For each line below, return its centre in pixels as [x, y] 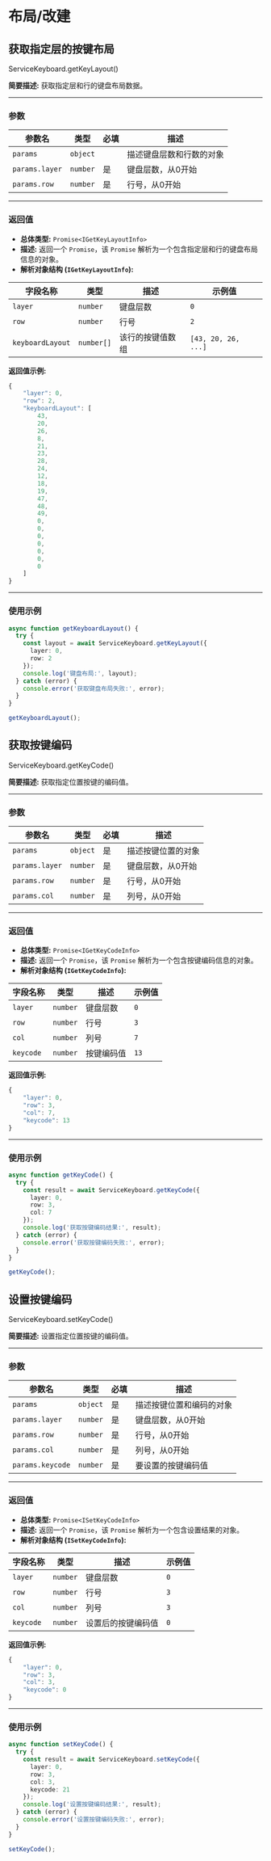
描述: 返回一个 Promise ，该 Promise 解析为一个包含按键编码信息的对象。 [139, 960]
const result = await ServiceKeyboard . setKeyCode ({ [111, 1760]
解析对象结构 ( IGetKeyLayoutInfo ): [77, 269]
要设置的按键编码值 [171, 1466]
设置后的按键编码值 [122, 1623]
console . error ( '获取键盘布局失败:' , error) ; [94, 688]
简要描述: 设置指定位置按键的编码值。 [71, 1336]
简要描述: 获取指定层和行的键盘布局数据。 [78, 85]
